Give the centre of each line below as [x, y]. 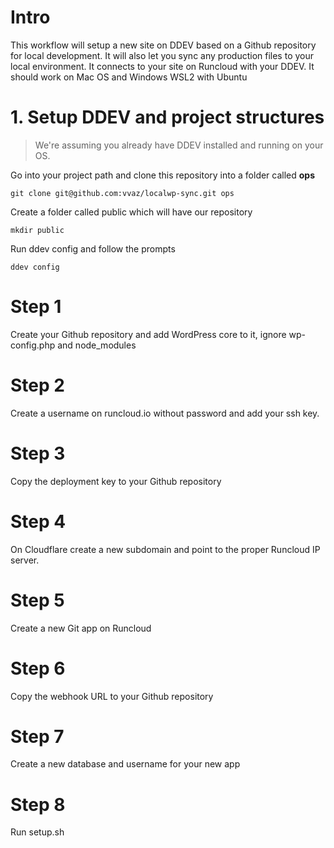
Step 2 [37, 385]
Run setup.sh [37, 832]
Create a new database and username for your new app [125, 764]
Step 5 [37, 600]
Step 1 [36, 307]
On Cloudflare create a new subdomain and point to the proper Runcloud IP [165, 549]
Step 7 [37, 736]
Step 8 [38, 804]
